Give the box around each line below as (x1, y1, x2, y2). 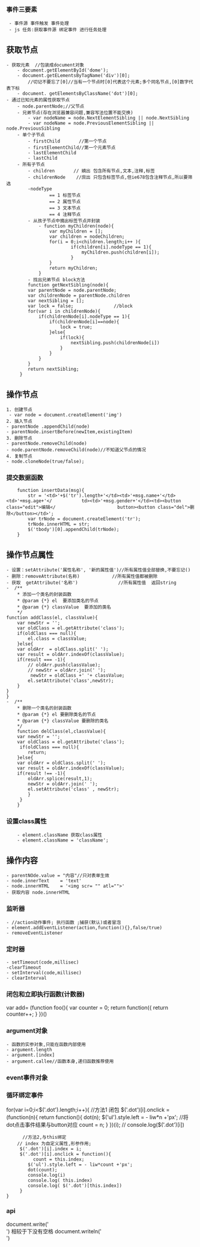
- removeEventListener (6, 930, 63, 936)
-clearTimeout (6, 964, 42, 971)
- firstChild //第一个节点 (28, 138, 107, 145)
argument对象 (6, 1026, 48, 1034)
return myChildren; (49, 265, 98, 272)
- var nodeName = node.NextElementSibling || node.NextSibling (28, 115, 189, 121)
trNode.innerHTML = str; (28, 521, 90, 527)
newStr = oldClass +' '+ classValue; (30, 673, 125, 679)
